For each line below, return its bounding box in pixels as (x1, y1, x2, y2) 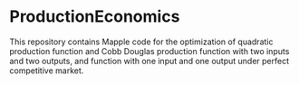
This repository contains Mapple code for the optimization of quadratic (9, 36, 274, 47)
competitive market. (9, 65, 84, 76)
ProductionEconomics (9, 6, 180, 27)
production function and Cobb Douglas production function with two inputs (9, 45, 290, 56)
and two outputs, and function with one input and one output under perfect (9, 55, 290, 66)
